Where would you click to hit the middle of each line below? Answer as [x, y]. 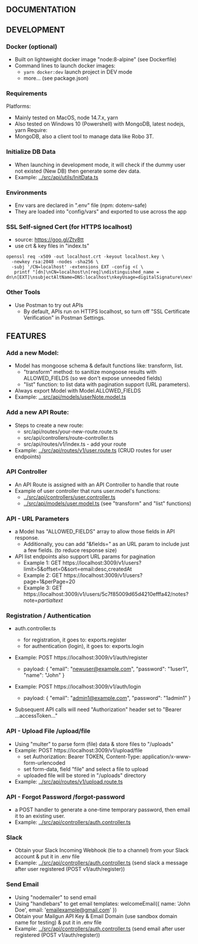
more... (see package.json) [56, 78]
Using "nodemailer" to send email [55, 897]
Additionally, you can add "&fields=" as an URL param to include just [106, 544]
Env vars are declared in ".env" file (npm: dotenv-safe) [81, 205]
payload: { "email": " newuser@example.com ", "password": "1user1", [106, 669]
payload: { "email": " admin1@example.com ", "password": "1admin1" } [107, 698]
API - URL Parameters [38, 518]
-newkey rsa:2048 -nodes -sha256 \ [55, 262]
